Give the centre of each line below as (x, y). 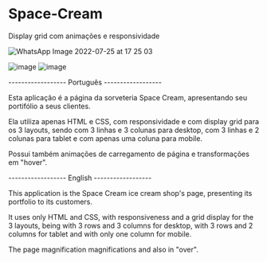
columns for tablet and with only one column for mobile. (100, 234)
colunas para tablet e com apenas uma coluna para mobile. (106, 138)
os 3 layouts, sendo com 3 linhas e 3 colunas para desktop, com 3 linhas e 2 (134, 130)
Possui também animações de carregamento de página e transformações (129, 154)
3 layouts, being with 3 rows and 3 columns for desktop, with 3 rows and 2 (131, 225)
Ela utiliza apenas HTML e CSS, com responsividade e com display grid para (134, 121)
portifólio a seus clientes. (49, 106)
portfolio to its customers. (51, 201)
